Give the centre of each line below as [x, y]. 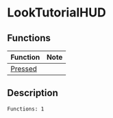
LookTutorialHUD [56, 13]
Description [33, 93]
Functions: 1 [26, 109]
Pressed [24, 69]
